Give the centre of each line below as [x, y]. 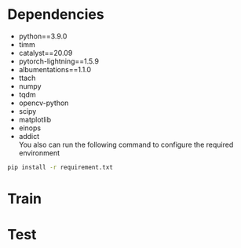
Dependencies [56, 15]
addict [29, 136]
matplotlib [35, 119]
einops [29, 128]
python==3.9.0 [43, 36]
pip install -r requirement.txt [60, 167]
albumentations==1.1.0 [55, 69]
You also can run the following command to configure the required [126, 144]
